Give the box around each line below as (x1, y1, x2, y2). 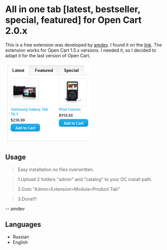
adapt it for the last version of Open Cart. (5, 52, 91, 59)
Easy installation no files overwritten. (17, 166, 94, 173)
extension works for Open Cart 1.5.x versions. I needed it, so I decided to (5, 47, 156, 53)
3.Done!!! (17, 196, 37, 202)
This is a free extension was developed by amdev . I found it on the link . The (5, 41, 162, 48)
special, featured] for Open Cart (5, 14, 142, 26)
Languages (5, 220, 41, 229)
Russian (12, 234, 29, 240)
